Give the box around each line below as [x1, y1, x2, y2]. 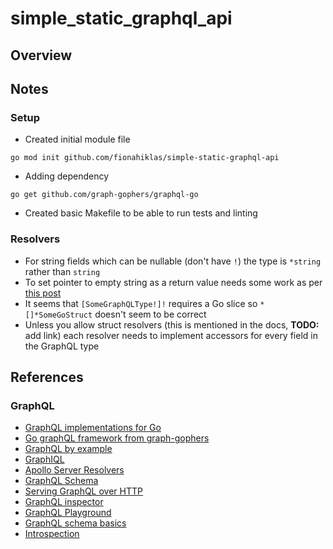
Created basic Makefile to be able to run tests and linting [24, 207, 258, 219]
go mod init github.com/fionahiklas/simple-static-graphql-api [10, 153, 280, 163]
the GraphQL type [24, 340, 100, 352]
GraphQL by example [24, 443, 113, 455]
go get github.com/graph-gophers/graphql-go [10, 190, 199, 200]
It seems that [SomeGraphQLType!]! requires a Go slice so [24, 297, 258, 309]
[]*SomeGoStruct [24, 310, 93, 320]
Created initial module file [24, 133, 131, 146]
